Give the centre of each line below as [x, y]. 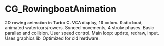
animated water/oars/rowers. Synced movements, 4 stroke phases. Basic [80, 27]
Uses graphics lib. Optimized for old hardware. [52, 38]
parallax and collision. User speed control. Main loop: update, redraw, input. [82, 33]
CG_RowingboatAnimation [61, 9]
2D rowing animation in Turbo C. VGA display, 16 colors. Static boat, [74, 23]
